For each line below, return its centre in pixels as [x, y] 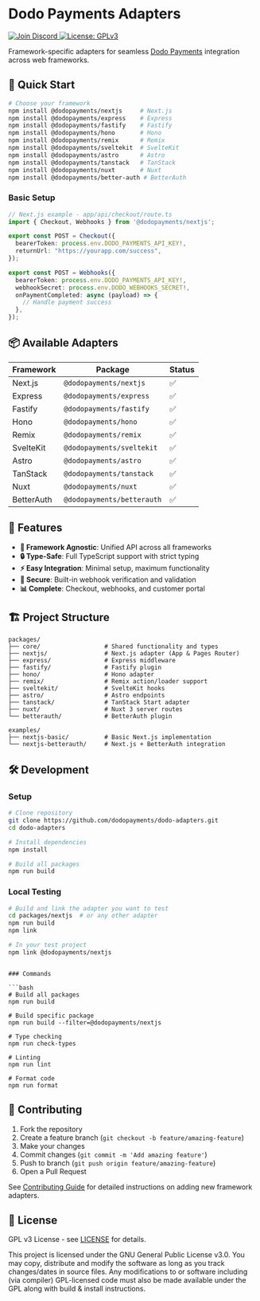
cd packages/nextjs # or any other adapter [83, 916]
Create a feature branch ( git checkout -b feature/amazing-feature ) [132, 1138]
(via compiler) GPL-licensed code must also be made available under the [127, 1280]
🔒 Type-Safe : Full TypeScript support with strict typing [109, 556]
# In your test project [48, 945]
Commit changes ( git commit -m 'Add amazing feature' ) [114, 1154]
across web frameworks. [49, 60]
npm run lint [30, 1064]
